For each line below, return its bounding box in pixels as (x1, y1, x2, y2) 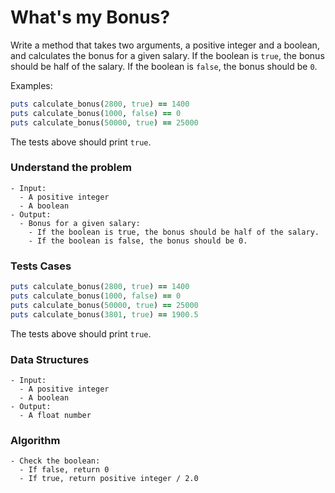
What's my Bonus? (10, 6, 171, 29)
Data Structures (10, 352, 90, 366)
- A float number (19, 410, 92, 420)
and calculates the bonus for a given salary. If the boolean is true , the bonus (10, 49, 325, 61)
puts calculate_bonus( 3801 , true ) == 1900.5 (10, 309, 199, 320)
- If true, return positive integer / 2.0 (19, 474, 199, 484)
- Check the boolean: (10, 456, 101, 466)
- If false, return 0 (19, 465, 110, 475)
